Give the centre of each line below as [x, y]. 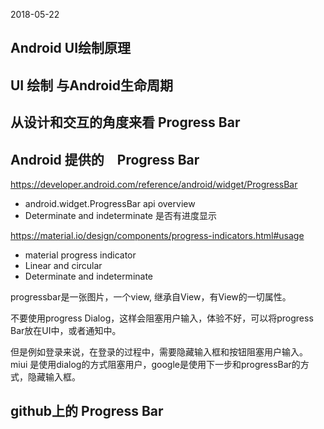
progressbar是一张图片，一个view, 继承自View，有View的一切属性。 [151, 296]
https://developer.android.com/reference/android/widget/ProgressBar [154, 184]
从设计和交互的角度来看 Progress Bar [125, 122]
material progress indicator [80, 255]
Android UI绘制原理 [71, 48]
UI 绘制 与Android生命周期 [92, 85]
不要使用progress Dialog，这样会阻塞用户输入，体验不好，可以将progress [162, 318]
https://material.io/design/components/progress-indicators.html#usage [157, 235]
